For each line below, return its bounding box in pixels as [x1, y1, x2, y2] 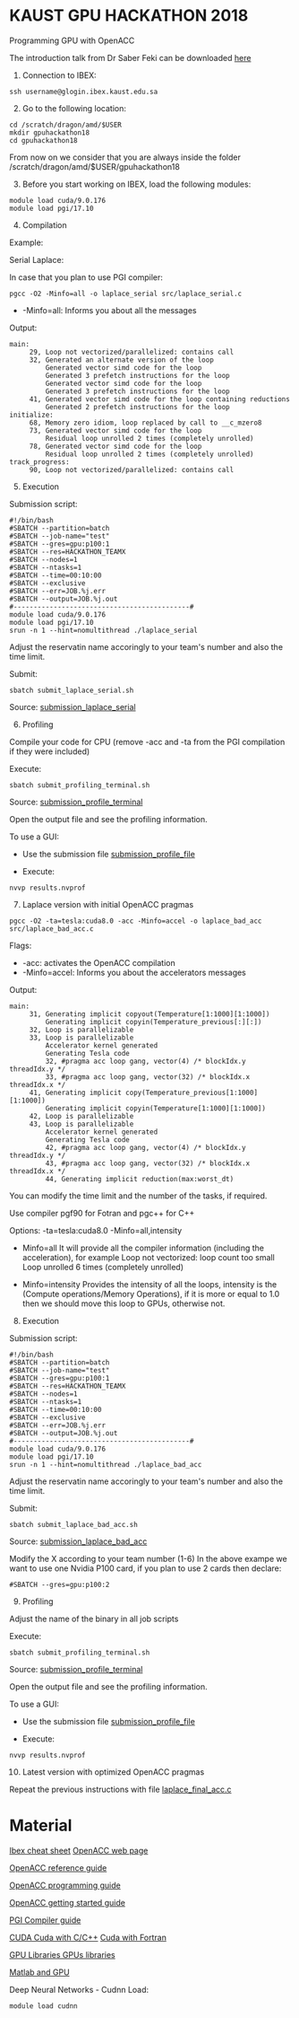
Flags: [9, 940, 32, 951]
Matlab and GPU [9, 1967, 70, 1978]
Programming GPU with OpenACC [9, 35, 135, 46]
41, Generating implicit [29, 1088, 123, 1097]
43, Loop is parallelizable [29, 1119, 134, 1128]
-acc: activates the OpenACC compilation [21, 957, 176, 968]
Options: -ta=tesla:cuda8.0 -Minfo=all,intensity [9, 1224, 183, 1235]
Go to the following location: [21, 102, 127, 113]
